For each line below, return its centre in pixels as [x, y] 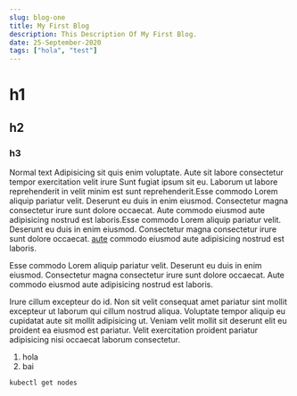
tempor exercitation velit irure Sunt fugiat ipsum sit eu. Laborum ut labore [144, 182]
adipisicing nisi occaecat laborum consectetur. [95, 339]
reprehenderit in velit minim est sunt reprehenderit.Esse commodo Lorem [144, 191]
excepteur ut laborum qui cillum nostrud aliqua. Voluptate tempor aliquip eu [148, 311]
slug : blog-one [37, 17]
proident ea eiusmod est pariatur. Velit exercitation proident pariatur [134, 330]
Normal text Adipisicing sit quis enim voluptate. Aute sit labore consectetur [146, 172]
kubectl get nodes [43, 383]
